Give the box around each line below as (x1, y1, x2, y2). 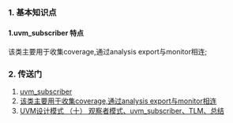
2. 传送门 (8, 69, 43, 80)
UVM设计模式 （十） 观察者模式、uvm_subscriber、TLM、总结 (19, 106, 225, 116)
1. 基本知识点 (8, 6, 57, 17)
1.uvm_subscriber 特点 (8, 28, 85, 37)
